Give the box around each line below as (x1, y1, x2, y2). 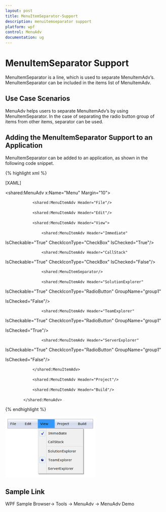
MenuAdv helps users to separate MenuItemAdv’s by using (5, 108, 129, 114)
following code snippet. (5, 160, 54, 166)
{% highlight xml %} (5, 170, 47, 176)
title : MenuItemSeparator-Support (5, 13, 78, 19)
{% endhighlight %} (5, 406, 47, 412)
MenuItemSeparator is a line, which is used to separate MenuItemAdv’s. (5, 74, 155, 80)
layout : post (5, 8, 33, 13)
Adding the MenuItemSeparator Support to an (5, 133, 153, 142)
